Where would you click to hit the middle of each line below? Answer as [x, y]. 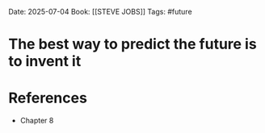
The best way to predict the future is [132, 44]
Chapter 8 [37, 121]
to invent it [45, 62]
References [48, 98]
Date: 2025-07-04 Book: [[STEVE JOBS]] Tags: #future [100, 12]
